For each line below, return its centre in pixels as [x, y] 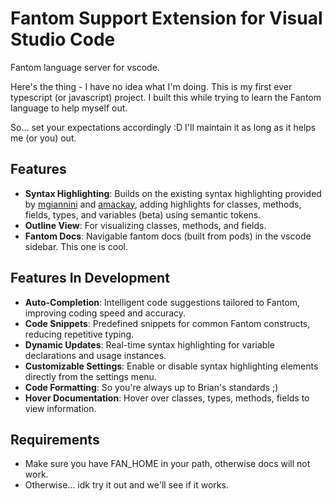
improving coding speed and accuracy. [105, 313]
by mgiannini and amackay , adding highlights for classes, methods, [163, 204]
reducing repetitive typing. [79, 334]
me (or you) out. [43, 138]
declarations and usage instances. [95, 355]
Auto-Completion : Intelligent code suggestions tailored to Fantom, [162, 302]
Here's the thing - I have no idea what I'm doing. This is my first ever [151, 86]
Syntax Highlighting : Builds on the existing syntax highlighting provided [173, 193]
